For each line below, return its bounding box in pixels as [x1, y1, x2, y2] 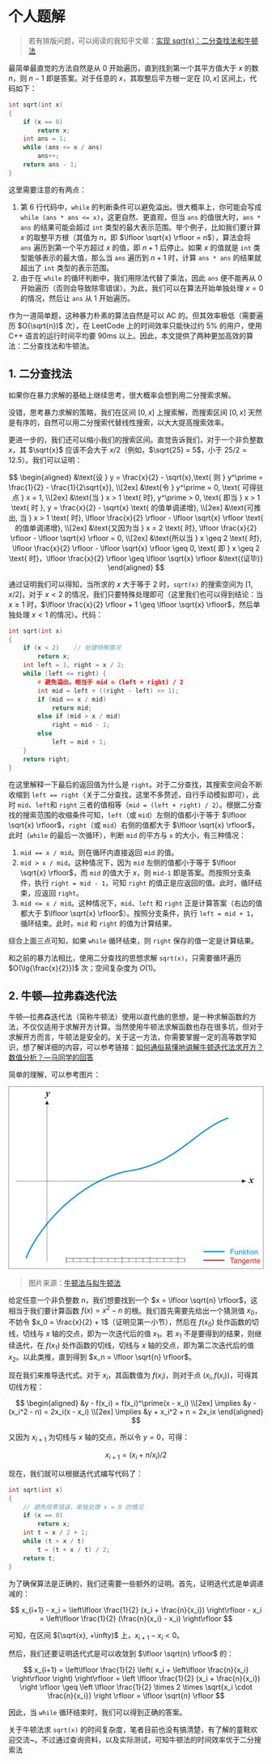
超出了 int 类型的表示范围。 [19, 263, 114, 273]
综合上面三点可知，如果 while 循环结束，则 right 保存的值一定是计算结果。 [8, 935, 259, 945]
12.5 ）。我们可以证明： [8, 455, 83, 465]
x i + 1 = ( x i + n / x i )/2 [104, 1450, 168, 1461]
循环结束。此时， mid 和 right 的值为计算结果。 [19, 918, 176, 928]
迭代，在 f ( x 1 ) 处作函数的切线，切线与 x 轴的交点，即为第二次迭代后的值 [15, 1340, 255, 1352]
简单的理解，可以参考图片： [8, 1070, 101, 1080]
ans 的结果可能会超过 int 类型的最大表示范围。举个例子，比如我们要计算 [19, 222, 261, 232]
